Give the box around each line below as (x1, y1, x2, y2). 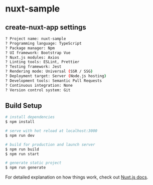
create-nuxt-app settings (5, 23, 86, 32)
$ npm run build (5, 146, 39, 152)
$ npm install (5, 119, 35, 124)
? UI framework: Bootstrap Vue (5, 50, 71, 55)
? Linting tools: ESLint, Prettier (5, 60, 80, 65)
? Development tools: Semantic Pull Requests (5, 78, 102, 83)
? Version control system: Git (5, 87, 71, 93)
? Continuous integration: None (5, 83, 73, 88)
